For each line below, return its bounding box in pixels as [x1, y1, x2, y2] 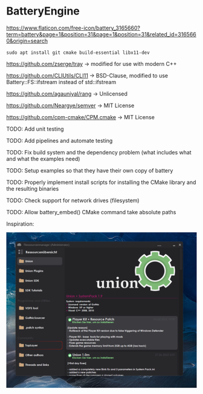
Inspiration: [6, 220, 34, 228]
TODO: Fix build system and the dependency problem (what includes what [6, 148, 192, 156]
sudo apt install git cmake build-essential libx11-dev [6, 50, 150, 56]
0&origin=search [6, 37, 48, 44]
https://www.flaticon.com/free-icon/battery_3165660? [6, 24, 141, 31]
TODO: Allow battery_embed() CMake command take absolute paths [6, 208, 176, 215]
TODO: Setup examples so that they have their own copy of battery [6, 166, 173, 174]
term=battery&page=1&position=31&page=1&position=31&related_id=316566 [6, 30, 196, 38]
